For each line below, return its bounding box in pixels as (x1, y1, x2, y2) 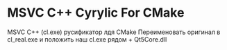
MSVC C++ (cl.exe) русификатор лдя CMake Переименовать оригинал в (7, 28, 221, 36)
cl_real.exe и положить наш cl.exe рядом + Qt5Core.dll (7, 35, 167, 43)
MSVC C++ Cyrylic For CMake (7, 5, 185, 21)
